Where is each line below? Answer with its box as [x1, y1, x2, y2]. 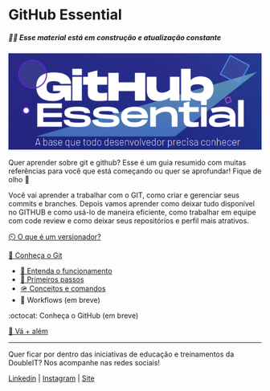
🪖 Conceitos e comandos [19, 283, 106, 293]
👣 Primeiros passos [19, 275, 84, 284]
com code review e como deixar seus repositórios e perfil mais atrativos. [8, 215, 249, 226]
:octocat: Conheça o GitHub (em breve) [8, 311, 139, 320]
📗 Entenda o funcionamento [19, 266, 112, 275]
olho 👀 [8, 174, 30, 184]
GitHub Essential [8, 6, 122, 24]
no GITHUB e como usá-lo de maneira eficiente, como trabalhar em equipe [8, 207, 256, 217]
